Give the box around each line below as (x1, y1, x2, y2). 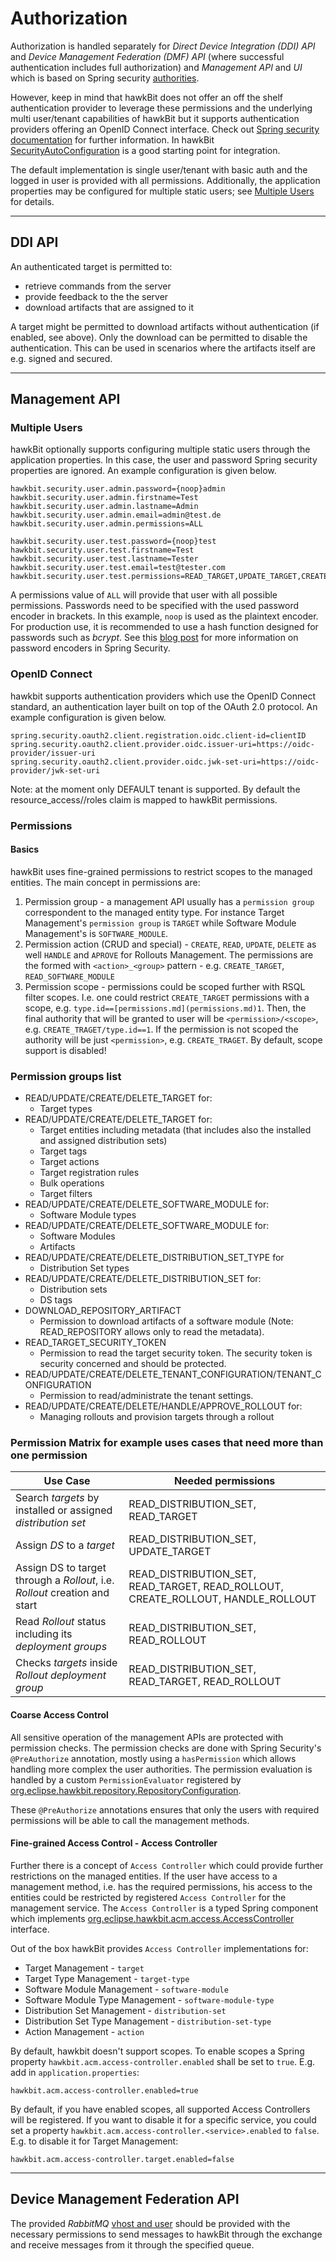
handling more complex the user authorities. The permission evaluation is (10, 1763, 313, 1775)
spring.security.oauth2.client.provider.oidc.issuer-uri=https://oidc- (10, 739, 315, 749)
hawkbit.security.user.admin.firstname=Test (10, 493, 199, 503)
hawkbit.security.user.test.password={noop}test (10, 537, 217, 547)
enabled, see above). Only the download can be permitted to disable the (10, 331, 308, 343)
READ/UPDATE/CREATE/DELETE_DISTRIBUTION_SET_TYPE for (24, 1252, 285, 1264)
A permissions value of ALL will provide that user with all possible (10, 589, 278, 601)
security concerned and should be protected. (39, 1358, 227, 1370)
